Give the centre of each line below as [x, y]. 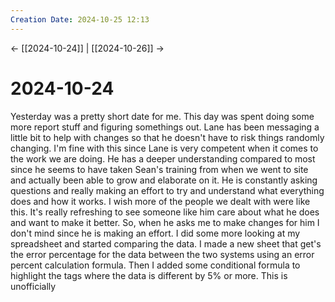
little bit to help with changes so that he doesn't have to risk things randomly [167, 137]
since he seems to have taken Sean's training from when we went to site [159, 169]
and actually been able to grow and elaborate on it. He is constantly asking [164, 180]
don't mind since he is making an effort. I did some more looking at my [155, 233]
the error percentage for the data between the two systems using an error [162, 254]
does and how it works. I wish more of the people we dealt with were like [160, 201]
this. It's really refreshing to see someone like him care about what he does [165, 212]
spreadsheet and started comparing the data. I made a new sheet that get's [166, 243]
